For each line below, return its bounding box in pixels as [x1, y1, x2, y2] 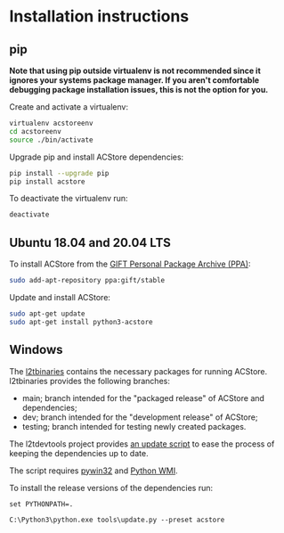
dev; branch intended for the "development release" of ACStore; [21, 412, 258, 422]
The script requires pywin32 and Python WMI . [9, 465, 178, 476]
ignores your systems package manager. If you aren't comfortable [9, 75, 260, 86]
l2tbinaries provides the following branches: [9, 375, 171, 386]
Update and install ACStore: [9, 291, 111, 302]
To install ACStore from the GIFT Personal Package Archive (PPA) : [9, 258, 251, 269]
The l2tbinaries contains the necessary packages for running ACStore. [9, 365, 268, 376]
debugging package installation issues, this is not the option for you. [9, 85, 269, 94]
